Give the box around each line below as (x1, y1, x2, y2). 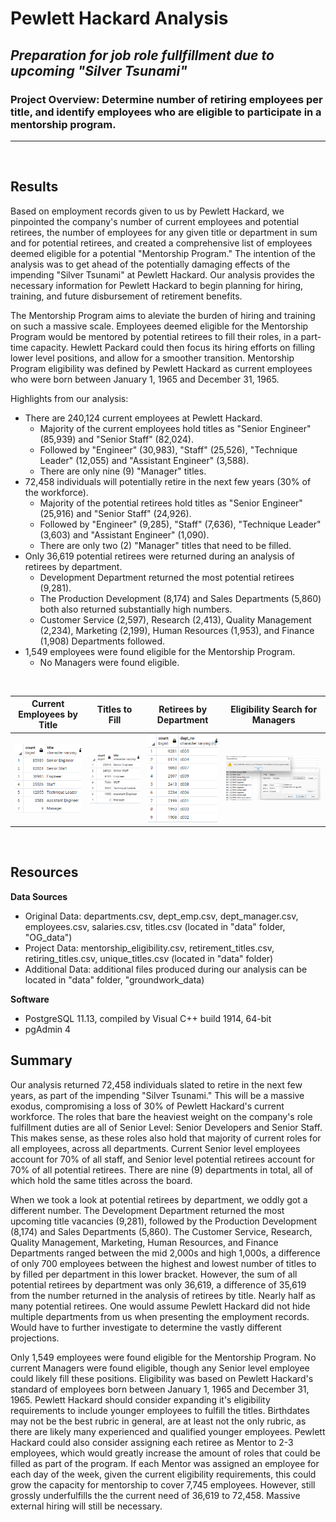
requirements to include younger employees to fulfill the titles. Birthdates (10, 1404, 310, 1416)
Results (10, 178, 59, 196)
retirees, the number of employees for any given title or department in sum (10, 226, 318, 238)
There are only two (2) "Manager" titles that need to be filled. (39, 539, 292, 551)
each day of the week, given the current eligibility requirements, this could (10, 1468, 317, 1480)
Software (10, 993, 50, 1005)
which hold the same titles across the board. (10, 1174, 193, 1186)
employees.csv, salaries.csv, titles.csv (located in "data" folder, (24, 920, 286, 932)
